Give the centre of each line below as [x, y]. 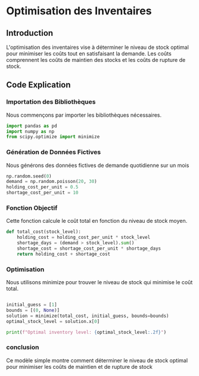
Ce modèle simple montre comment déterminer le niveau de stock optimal [97, 360]
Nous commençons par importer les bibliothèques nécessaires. [84, 115]
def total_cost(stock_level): [44, 232]
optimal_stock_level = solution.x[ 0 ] [53, 321]
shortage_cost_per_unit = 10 [42, 193]
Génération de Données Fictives [54, 152]
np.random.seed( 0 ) [29, 176]
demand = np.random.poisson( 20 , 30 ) [52, 182]
